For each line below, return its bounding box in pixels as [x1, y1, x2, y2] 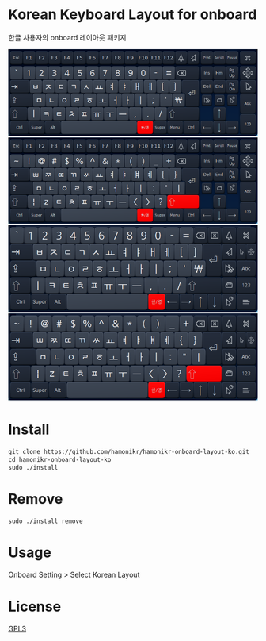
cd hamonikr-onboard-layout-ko [8, 455, 112, 463]
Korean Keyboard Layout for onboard [8, 6, 257, 24]
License [8, 597, 62, 616]
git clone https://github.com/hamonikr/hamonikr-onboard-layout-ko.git [8, 447, 249, 455]
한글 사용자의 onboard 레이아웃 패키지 [8, 33, 127, 42]
